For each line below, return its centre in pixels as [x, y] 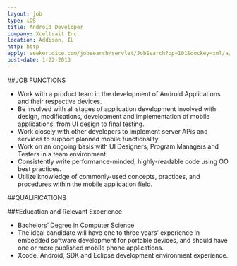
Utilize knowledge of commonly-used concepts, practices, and [109, 176]
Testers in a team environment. [62, 154]
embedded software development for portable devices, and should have [122, 240]
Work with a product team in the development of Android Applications [119, 93]
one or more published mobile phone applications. [91, 248]
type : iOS [22, 21]
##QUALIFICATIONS [37, 197]
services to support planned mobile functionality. [89, 139]
